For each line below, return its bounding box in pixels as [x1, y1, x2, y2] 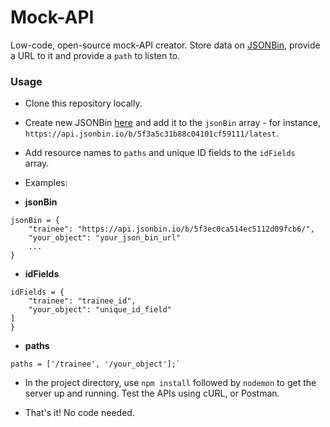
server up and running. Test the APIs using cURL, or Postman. [24, 387, 280, 400]
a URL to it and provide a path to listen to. [10, 49, 181, 61]
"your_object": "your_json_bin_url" [28, 233, 182, 243]
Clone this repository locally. [24, 97, 143, 110]
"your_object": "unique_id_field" [28, 305, 172, 315]
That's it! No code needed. [24, 407, 135, 419]
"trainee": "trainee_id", [28, 296, 137, 306]
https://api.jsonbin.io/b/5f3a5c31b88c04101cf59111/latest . [24, 127, 279, 140]
